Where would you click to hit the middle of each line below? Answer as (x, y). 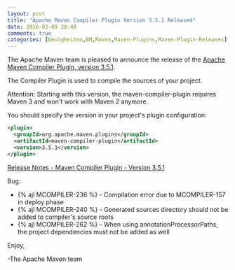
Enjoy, (16, 245)
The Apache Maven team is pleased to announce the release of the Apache (116, 59)
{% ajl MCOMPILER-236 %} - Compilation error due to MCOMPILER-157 (121, 194)
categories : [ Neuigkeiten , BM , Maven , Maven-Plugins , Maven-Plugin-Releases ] (117, 40)
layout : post (26, 14)
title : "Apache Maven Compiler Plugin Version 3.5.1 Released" (102, 20)
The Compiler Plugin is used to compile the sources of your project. (105, 80)
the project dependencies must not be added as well (93, 232)
